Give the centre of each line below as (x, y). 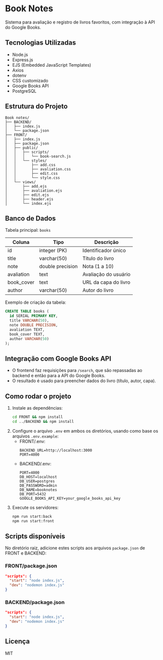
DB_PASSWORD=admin (38, 486)
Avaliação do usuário (106, 274)
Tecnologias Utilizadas (41, 43)
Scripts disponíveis (35, 536)
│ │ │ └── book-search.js (38, 156)
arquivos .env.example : (35, 436)
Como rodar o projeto (38, 396)
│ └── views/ (21, 182)
